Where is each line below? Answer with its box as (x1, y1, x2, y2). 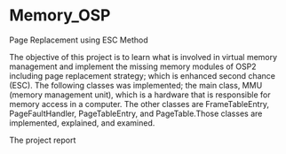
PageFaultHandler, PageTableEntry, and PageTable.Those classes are (9, 108, 263, 119)
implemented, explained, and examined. (9, 117, 155, 128)
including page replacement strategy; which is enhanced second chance (9, 70, 275, 81)
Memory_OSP (9, 5, 111, 26)
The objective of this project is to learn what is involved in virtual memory (9, 51, 278, 62)
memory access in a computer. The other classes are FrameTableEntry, (9, 98, 269, 109)
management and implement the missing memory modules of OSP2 (9, 61, 257, 72)
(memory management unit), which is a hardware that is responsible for (9, 89, 271, 100)
